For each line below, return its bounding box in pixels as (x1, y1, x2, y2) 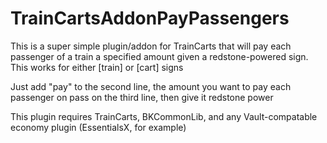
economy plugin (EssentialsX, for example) (10, 121, 187, 133)
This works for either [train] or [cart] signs (10, 61, 184, 73)
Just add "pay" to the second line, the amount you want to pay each (10, 80, 292, 92)
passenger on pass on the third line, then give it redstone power (10, 91, 274, 103)
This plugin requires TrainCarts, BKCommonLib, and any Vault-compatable (10, 110, 318, 122)
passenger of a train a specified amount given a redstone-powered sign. (10, 50, 309, 62)
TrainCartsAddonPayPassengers (10, 7, 290, 30)
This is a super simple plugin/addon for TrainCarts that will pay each (10, 40, 292, 52)
